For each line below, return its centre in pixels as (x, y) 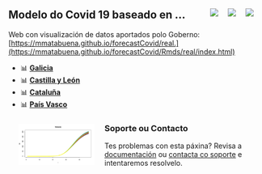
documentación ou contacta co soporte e (173, 155)
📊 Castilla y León (50, 80)
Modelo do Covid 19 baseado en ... (97, 15)
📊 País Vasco (44, 104)
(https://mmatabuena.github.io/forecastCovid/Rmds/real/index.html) (122, 51)
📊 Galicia (37, 68)
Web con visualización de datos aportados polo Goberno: (104, 34)
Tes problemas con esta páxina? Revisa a (173, 146)
